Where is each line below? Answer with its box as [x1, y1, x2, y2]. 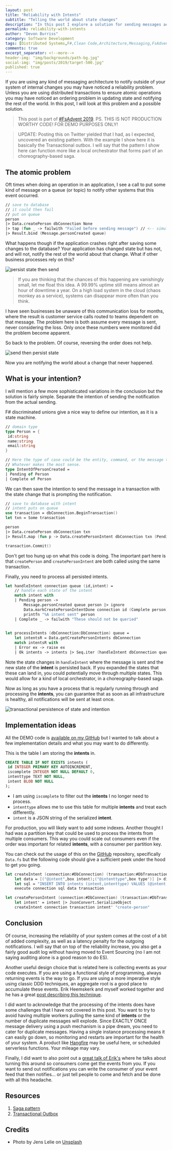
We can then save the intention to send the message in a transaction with [5, 485, 160, 492]
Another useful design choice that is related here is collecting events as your [5, 964, 167, 970]
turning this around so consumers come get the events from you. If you [5, 1060, 156, 1066]
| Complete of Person [5, 476, 52, 482]
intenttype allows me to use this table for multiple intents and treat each [12, 804, 167, 810]
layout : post [5, 7, 33, 13]
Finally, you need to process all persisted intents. [5, 573, 109, 580]
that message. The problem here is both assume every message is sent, [5, 319, 157, 325]
